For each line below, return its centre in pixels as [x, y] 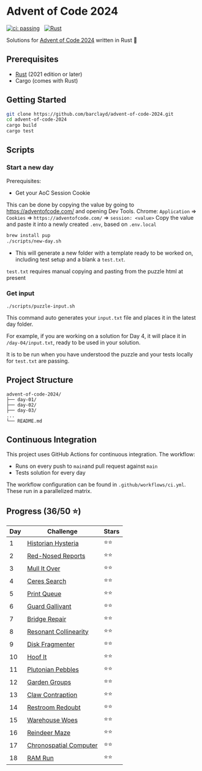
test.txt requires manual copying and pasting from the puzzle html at [95, 271]
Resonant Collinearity [58, 631]
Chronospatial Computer [62, 745]
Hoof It [37, 656]
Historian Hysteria [53, 543]
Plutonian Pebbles [53, 669]
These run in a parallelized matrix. [49, 491]
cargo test [20, 131]
